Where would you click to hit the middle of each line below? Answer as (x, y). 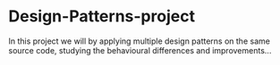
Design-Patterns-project (102, 16)
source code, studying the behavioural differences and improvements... (140, 50)
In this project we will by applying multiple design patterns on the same (139, 41)
